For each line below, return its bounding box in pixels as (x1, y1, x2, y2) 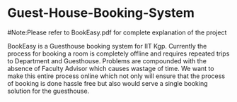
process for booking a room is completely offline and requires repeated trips (7, 49, 230, 58)
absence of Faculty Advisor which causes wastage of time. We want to (7, 64, 214, 72)
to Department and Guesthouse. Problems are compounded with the (7, 56, 207, 65)
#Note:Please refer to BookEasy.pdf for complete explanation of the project (7, 28, 227, 37)
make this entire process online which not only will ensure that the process (7, 72, 225, 80)
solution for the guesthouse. (7, 87, 90, 95)
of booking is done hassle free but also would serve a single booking (7, 79, 208, 87)
